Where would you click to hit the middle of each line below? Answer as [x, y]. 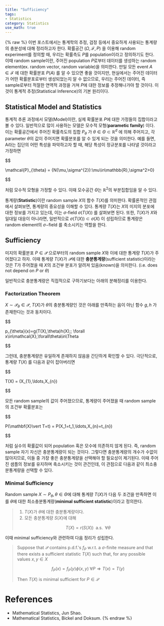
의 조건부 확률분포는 [24, 407]
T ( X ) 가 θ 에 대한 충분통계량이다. [54, 512]
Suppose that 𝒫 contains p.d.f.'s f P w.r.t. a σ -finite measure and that [85, 548]
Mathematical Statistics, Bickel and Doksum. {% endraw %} [72, 618]
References [29, 599]
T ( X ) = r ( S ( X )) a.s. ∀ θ [88, 528]
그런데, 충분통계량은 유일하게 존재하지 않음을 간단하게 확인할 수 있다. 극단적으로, [81, 356]
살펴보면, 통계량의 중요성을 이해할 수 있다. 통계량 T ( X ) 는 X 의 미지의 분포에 [84, 206]
